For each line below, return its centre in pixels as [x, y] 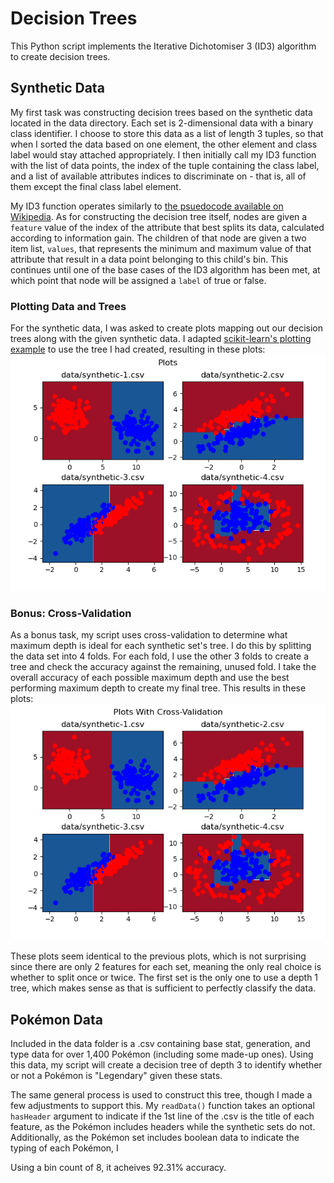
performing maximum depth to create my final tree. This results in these [158, 688]
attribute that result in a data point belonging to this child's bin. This [149, 259]
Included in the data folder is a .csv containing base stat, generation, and [160, 1044]
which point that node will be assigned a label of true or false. [138, 280]
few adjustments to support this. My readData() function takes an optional [162, 1106]
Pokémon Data [56, 1019]
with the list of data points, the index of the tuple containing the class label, [165, 165]
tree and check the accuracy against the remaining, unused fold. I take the [163, 667]
